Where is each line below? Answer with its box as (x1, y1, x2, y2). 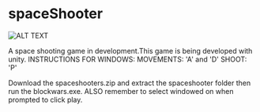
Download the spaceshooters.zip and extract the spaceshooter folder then (8, 78, 251, 88)
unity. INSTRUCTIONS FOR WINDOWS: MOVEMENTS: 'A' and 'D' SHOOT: (8, 54, 247, 64)
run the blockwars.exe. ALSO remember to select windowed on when (8, 86, 234, 95)
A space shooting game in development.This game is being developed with (8, 46, 253, 55)
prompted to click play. (8, 95, 83, 104)
